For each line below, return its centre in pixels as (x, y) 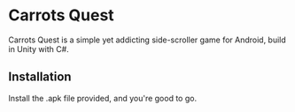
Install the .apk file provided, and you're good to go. (102, 98)
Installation (40, 77)
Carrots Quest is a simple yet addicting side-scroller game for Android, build (147, 40)
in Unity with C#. (39, 49)
